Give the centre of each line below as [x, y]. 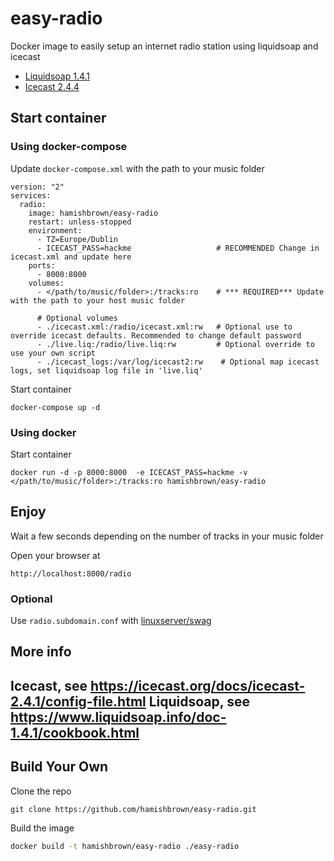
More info [41, 652]
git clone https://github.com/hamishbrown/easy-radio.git [133, 809]
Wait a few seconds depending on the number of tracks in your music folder [167, 536]
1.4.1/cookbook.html [75, 732]
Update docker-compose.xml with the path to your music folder [137, 168]
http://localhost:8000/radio [71, 573]
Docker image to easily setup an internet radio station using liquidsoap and [164, 46]
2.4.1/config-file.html [78, 701]
